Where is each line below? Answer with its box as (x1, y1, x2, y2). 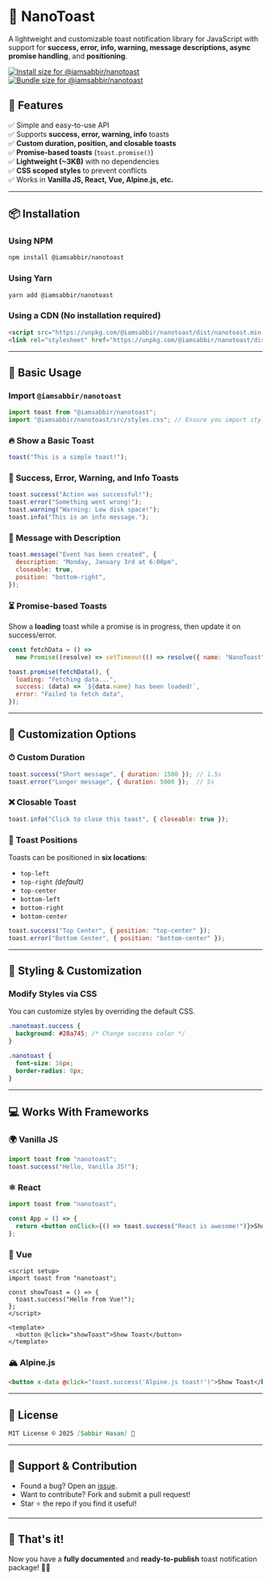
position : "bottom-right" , (15, 573, 106, 581)
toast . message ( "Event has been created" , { (8, 550, 157, 559)
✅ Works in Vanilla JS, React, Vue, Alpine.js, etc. (8, 174, 174, 184)
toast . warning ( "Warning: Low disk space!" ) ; (8, 506, 161, 514)
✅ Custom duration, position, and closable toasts (8, 138, 177, 148)
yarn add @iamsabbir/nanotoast (8, 291, 114, 299)
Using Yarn (8, 273, 52, 284)
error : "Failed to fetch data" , (15, 690, 125, 699)
